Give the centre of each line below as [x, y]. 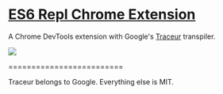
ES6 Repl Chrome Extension [102, 15]
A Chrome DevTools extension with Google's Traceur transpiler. [112, 36]
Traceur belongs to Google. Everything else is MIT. [91, 81]
